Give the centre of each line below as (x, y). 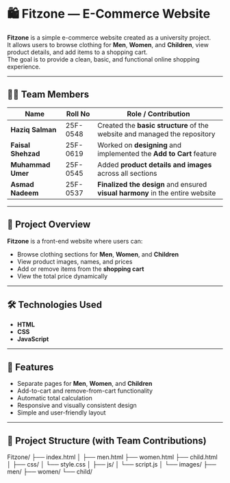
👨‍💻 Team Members (48, 95)
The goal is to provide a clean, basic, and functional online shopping (103, 59)
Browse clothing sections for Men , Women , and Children (98, 254)
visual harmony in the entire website (157, 193)
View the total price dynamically (62, 276)
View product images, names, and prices (75, 261)
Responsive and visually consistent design (77, 406)
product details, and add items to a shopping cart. (77, 52)
